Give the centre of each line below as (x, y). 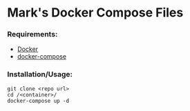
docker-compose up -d (38, 101)
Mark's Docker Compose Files (95, 13)
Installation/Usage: (40, 74)
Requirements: (32, 34)
